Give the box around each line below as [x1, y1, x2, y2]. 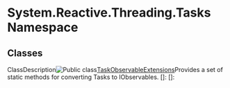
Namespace [7, 19, 79, 35]
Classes [7, 47, 43, 59]
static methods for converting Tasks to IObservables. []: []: [7, 73, 175, 81]
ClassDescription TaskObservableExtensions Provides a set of [7, 66, 224, 73]
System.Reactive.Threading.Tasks [7, 5, 211, 21]
